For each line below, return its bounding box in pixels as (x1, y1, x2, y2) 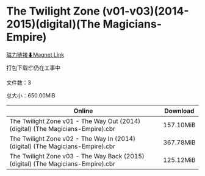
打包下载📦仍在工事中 (6, 64, 61, 71)
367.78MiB (163, 138, 196, 147)
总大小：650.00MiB (6, 91, 56, 99)
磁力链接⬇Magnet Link (6, 51, 65, 58)
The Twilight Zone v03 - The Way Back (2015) (9, 152, 145, 160)
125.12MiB (163, 155, 196, 164)
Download (164, 107, 195, 115)
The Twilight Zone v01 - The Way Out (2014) (9, 117, 141, 125)
